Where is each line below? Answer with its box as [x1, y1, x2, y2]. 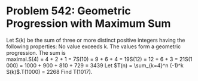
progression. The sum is [6, 49, 66, 56]
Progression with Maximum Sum [6, 17, 171, 30]
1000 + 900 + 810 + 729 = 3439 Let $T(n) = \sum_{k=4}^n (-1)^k [24, 61, 184, 69]
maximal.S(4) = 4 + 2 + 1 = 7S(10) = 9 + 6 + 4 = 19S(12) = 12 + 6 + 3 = [6, 55, 178, 63]
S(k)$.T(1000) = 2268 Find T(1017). [6, 68, 93, 75]
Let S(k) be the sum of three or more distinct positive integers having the [6, 36, 185, 43]
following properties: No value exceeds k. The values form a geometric [6, 43, 181, 50]
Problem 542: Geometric [6, 4, 132, 18]
